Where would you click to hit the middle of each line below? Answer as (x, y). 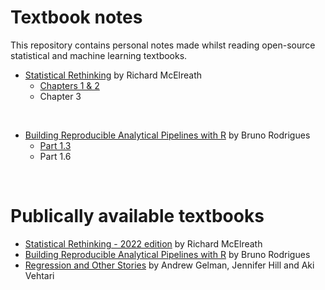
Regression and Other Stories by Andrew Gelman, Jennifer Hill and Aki (169, 265)
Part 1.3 (55, 145)
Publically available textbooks (137, 216)
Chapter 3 (60, 96)
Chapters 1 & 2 (69, 85)
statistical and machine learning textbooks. (99, 55)
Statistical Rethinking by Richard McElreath (113, 75)
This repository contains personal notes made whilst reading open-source (163, 45)
